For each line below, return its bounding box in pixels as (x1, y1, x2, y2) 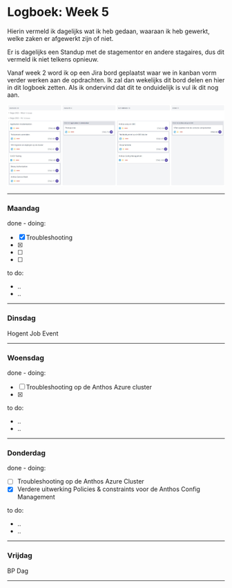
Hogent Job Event (7, 329, 59, 338)
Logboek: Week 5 (7, 4, 109, 20)
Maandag (7, 203, 40, 213)
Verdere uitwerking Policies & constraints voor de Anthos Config (17, 485, 200, 493)
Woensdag (7, 353, 45, 362)
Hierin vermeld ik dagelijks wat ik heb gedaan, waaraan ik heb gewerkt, (7, 27, 210, 35)
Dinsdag (7, 313, 36, 323)
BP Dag (7, 567, 29, 575)
